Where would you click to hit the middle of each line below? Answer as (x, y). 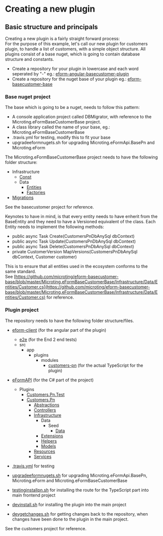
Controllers (45, 410)
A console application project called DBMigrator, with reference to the (82, 117)
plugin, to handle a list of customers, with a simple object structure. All (75, 49)
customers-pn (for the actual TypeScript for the (96, 365)
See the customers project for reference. (46, 528)
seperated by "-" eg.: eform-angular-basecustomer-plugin (71, 74)
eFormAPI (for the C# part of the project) (53, 380)
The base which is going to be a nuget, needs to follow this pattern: (72, 107)
